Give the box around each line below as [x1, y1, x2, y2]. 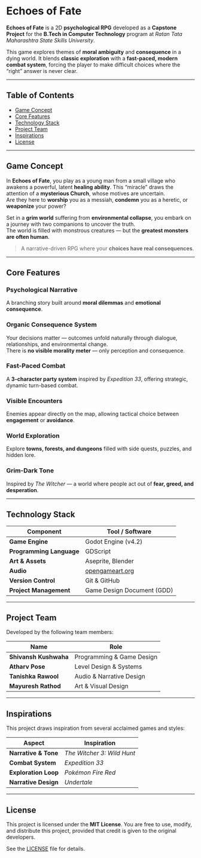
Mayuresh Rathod [9, 682, 61, 690]
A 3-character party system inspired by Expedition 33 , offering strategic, [6, 375, 188, 383]
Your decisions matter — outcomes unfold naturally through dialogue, [6, 334, 178, 341]
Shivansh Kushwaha [9, 653, 69, 661]
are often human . [6, 233, 50, 240]
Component [26, 527, 62, 535]
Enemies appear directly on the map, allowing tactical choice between [6, 410, 179, 417]
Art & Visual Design [74, 682, 129, 690]
